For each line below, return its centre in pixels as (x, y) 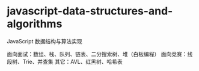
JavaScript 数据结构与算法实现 (45, 41)
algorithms (35, 24)
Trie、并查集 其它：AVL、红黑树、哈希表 (72, 61)
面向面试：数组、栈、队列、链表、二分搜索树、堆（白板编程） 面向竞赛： (97, 54)
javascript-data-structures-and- (90, 11)
